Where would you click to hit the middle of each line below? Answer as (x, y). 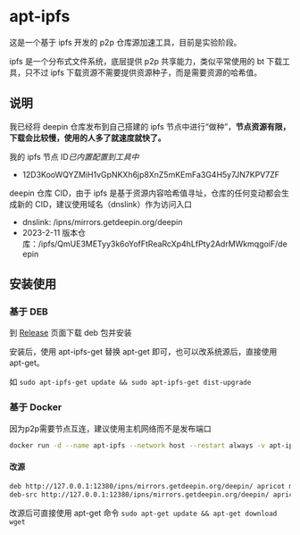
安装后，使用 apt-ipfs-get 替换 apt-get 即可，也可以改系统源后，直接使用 (143, 352)
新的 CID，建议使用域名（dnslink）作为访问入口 (104, 204)
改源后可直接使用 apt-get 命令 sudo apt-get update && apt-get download (143, 513)
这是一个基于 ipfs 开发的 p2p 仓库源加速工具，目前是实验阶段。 (125, 42)
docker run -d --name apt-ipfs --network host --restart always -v (137, 445)
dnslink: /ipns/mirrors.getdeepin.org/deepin (102, 222)
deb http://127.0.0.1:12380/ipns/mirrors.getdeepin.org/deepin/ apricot (147, 486)
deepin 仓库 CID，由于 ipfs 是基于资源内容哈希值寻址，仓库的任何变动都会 (146, 193)
